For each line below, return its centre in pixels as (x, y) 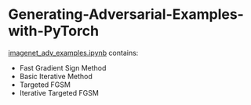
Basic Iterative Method (56, 76)
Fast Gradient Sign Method (63, 67)
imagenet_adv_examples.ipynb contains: (73, 52)
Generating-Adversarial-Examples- (126, 14)
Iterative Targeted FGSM (59, 92)
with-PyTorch (54, 31)
